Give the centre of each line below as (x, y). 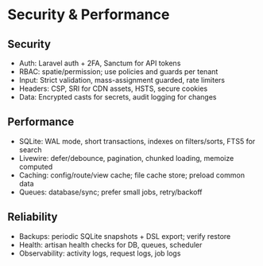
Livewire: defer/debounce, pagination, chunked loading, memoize (126, 158)
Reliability (33, 217)
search (30, 150)
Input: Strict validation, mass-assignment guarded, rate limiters (122, 80)
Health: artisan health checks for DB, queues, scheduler (110, 244)
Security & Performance (89, 15)
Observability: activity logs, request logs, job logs (100, 253)
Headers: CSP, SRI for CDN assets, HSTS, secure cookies (113, 88)
